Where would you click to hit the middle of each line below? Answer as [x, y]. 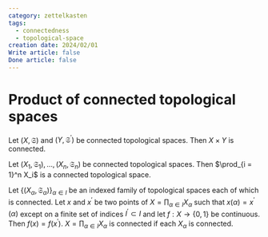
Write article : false [44, 53]
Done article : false [43, 61]
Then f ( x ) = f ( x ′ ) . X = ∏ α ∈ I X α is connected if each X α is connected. [121, 223]
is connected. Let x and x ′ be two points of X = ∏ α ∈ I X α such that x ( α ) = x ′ [132, 202]
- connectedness [42, 30]
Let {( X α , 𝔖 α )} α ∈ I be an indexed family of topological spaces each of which [134, 191]
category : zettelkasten [48, 16]
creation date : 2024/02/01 [53, 45]
